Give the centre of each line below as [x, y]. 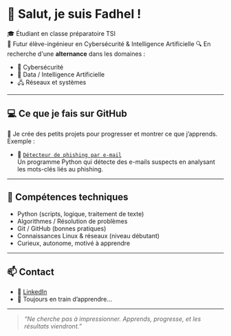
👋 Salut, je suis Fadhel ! [74, 14]
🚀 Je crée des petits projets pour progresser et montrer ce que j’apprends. [112, 134]
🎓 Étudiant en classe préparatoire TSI [61, 33]
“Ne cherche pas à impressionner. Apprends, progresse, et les [112, 319]
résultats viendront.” [53, 326]
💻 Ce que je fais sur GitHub [67, 114]
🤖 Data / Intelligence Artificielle [61, 74]
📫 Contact [31, 272]
